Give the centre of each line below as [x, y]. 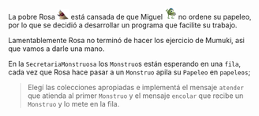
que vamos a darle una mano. [56, 49]
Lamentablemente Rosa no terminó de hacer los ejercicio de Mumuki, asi [126, 40]
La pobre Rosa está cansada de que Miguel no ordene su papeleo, [130, 17]
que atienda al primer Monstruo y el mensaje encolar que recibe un [135, 96]
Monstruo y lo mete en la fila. [73, 104]
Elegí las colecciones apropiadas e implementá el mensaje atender [136, 87]
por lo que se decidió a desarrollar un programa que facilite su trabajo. [123, 25]
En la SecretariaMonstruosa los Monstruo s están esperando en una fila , [124, 64]
